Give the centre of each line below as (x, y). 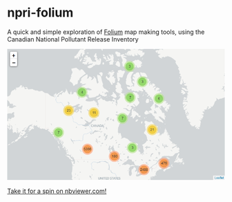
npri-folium (40, 13)
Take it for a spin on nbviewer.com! (57, 191)
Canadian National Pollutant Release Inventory (73, 39)
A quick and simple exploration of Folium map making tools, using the (106, 32)
